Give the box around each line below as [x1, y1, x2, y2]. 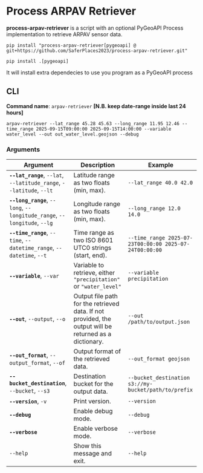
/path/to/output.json [127, 319, 190, 325]
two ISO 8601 [73, 236, 114, 244]
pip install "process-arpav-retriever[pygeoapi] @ [6, 42, 137, 48]
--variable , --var [9, 272, 59, 280]
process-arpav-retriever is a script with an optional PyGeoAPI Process [6, 24, 184, 31]
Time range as [73, 229, 115, 237]
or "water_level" [73, 282, 122, 291]
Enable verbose [73, 425, 118, 433]
